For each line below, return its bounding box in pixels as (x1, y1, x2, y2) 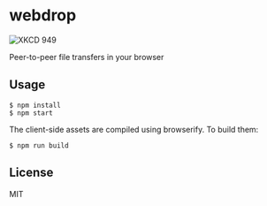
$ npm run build (9, 141, 69, 150)
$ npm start (9, 108, 53, 118)
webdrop (9, 5, 77, 26)
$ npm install (9, 101, 62, 110)
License (9, 165, 54, 180)
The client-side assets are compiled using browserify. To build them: (9, 124, 259, 134)
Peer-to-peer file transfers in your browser (9, 51, 164, 62)
